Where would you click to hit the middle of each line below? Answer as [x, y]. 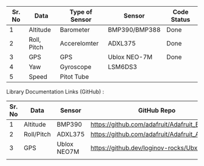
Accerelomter [79, 43]
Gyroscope [76, 67]
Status [181, 19]
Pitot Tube [74, 77]
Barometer [75, 30]
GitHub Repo [157, 110]
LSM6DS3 [123, 67]
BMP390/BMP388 [134, 30]
